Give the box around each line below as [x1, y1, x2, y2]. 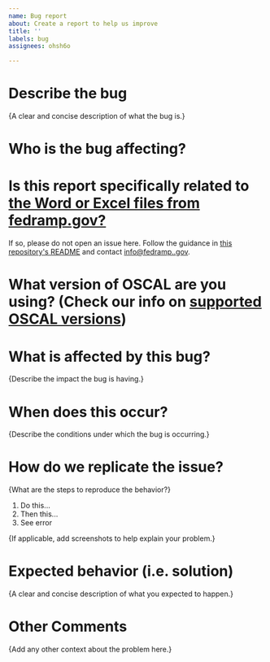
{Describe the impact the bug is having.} [8, 374, 144, 384]
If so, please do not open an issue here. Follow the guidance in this [8, 238, 233, 248]
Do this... [20, 501, 50, 511]
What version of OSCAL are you [8, 276, 226, 294]
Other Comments [8, 617, 128, 636]
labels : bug [8, 34, 49, 43]
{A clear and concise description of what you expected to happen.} [8, 589, 234, 599]
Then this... [20, 509, 59, 519]
